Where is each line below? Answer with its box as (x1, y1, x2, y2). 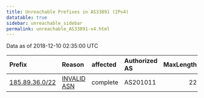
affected (91, 60, 117, 69)
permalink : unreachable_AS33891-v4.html (6, 25, 110, 32)
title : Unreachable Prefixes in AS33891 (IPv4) (6, 8, 129, 15)
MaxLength (163, 60, 197, 69)
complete (91, 78, 118, 87)
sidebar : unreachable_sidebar (6, 20, 83, 26)
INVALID (61, 74, 86, 83)
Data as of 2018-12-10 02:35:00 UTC (6, 42, 98, 50)
